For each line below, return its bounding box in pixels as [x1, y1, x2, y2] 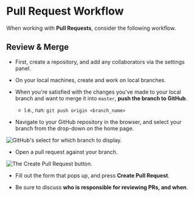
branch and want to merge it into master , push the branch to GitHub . [15, 94, 187, 102]
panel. [15, 64, 32, 72]
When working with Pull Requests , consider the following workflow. [6, 24, 176, 32]
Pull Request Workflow [6, 4, 124, 18]
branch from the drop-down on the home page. [15, 125, 134, 132]
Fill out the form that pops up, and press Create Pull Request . [15, 171, 170, 179]
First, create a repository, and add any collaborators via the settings [15, 58, 185, 65]
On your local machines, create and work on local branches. [15, 76, 166, 83]
